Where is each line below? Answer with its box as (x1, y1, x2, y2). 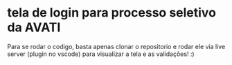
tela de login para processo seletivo (7, 5, 217, 21)
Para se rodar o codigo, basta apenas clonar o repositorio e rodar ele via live (7, 42, 226, 50)
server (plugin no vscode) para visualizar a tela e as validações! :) (7, 50, 195, 58)
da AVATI (7, 19, 61, 35)
